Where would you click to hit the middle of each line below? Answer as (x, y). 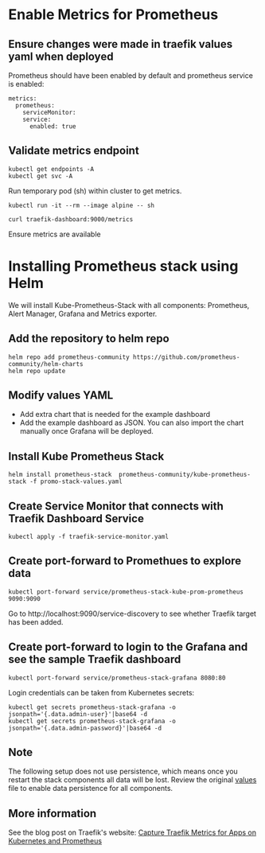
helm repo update (37, 371)
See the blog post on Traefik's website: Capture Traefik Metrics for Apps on (132, 832)
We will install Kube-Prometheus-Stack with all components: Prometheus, (129, 305)
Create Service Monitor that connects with (116, 506)
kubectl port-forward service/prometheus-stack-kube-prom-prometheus (126, 592)
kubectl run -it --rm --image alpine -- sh (82, 205)
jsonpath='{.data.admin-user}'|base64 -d (78, 714)
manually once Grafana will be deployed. (86, 431)
